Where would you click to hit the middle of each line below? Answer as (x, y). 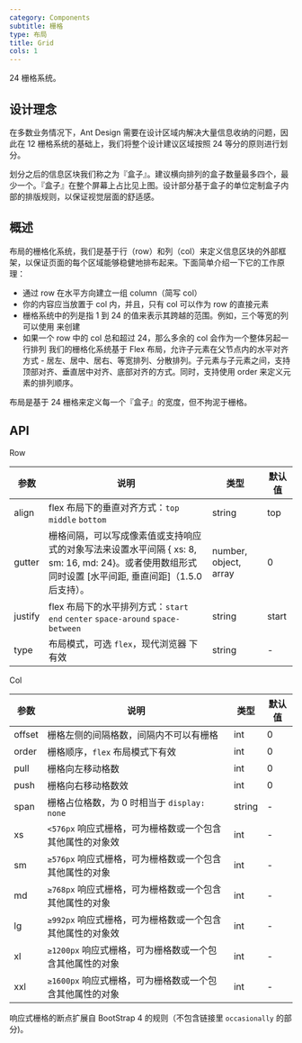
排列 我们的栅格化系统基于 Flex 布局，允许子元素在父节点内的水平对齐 (160, 349)
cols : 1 (24, 51)
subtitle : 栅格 (36, 26)
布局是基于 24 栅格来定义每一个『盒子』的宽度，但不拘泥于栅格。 (131, 402)
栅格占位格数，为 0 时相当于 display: (126, 803)
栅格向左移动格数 (83, 768)
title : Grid (31, 43)
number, (230, 550)
